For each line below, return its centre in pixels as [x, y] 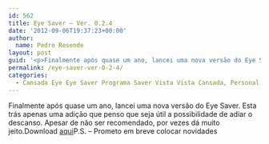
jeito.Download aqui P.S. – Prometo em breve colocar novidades [113, 131]
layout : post [30, 53]
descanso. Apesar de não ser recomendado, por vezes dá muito [114, 122]
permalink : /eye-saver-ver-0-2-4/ [66, 68]
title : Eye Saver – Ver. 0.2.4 [60, 23]
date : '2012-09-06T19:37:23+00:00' [68, 30]
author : [21, 38]
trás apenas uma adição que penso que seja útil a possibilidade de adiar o [130, 114]
